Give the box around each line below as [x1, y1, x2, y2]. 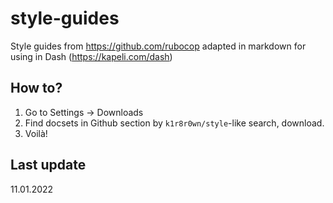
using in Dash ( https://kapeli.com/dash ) [10, 50, 173, 62]
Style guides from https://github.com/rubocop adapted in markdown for [10, 40, 307, 52]
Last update [10, 157, 87, 174]
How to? [10, 80, 63, 97]
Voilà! [24, 127, 48, 139]
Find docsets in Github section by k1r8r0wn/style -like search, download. [24, 117, 325, 129]
